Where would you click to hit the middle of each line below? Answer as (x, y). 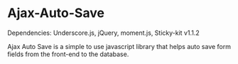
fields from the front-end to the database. (68, 54)
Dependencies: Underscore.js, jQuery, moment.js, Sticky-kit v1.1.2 (104, 33)
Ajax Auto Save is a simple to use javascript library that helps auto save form (119, 46)
